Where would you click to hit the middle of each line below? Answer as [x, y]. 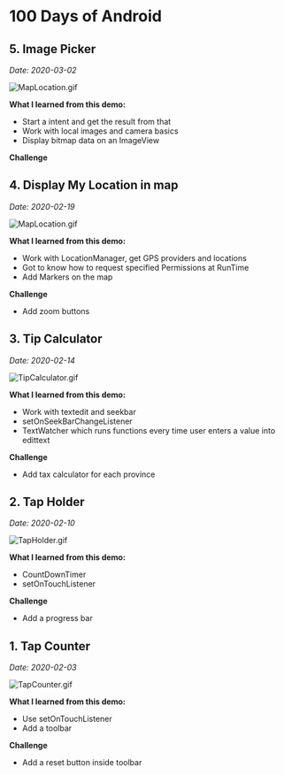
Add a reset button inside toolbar [82, 763]
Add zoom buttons [56, 311]
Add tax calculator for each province [88, 474]
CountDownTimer [54, 575]
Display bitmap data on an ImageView [91, 140]
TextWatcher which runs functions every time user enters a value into [149, 430]
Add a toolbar [47, 728]
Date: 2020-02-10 [42, 523]
